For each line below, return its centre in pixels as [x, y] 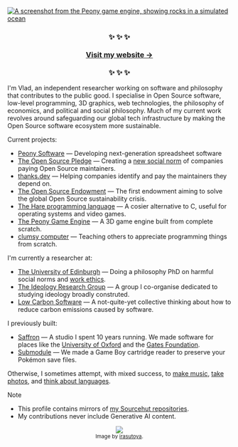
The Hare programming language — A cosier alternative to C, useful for [122, 206]
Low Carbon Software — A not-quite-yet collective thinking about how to [124, 302]
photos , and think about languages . [59, 382]
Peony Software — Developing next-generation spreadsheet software [120, 154]
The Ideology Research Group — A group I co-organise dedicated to [118, 287]
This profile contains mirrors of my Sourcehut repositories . [103, 409]
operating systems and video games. [72, 214]
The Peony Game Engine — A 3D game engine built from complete [115, 221]
